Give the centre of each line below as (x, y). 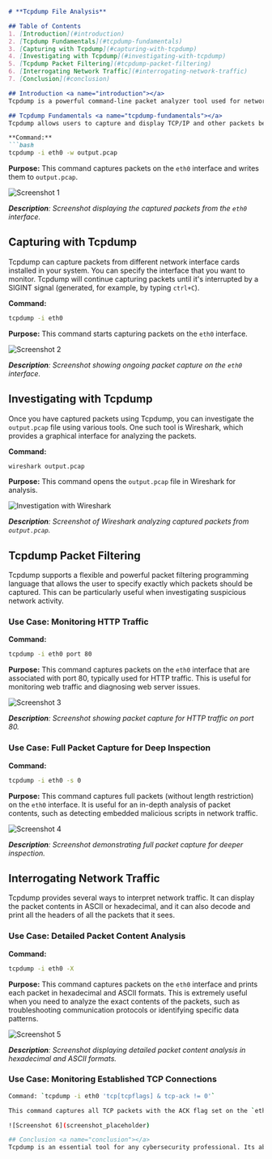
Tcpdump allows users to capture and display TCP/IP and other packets (132, 123)
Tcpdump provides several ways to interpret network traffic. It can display (132, 898)
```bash (21, 146)
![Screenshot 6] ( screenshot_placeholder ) (79, 1125)
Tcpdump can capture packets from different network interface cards (124, 261)
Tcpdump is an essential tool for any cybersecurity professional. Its (132, 1148)
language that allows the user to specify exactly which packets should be (131, 584)
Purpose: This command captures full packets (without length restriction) (131, 796)
